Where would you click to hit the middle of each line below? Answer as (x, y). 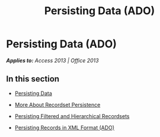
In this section (33, 79)
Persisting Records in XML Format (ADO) (64, 128)
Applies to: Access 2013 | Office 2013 (52, 60)
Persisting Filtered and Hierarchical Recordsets (72, 116)
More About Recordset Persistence (57, 105)
